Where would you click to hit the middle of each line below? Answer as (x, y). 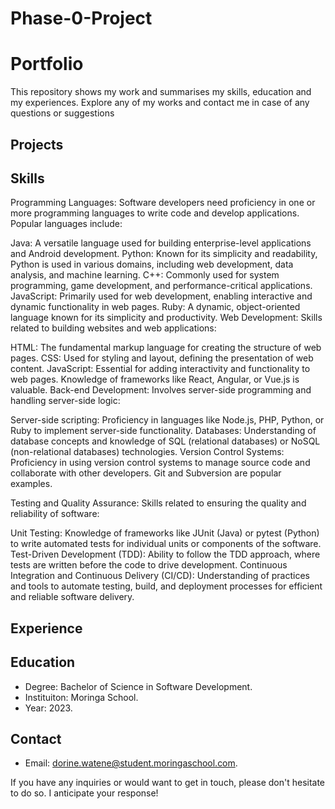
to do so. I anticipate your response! (84, 793)
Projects (37, 144)
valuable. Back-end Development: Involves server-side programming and (161, 390)
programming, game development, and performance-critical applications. (161, 286)
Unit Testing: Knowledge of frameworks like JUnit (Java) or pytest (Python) (165, 533)
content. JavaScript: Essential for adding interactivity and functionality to (160, 369)
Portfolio (47, 64)
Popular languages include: (66, 224)
